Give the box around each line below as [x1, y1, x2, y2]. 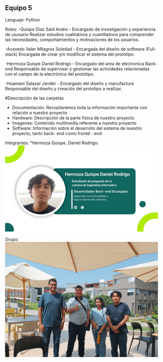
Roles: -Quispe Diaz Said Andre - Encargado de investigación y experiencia [5, 26, 156, 32]
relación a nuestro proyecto [12, 110, 67, 115]
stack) [5, 51, 18, 57]
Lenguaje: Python [5, 17, 40, 22]
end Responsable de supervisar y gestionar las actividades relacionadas [5, 66, 150, 72]
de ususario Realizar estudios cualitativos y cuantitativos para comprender [5, 31, 154, 37]
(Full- [145, 46, 157, 52]
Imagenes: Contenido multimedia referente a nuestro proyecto [12, 120, 137, 126]
